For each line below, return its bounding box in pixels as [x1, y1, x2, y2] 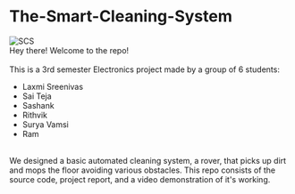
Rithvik [21, 109, 47, 120]
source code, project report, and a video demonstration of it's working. [9, 174, 271, 184]
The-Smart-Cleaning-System [9, 6, 232, 27]
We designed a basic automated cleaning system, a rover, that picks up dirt [9, 155, 287, 166]
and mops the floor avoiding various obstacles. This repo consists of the [9, 165, 276, 175]
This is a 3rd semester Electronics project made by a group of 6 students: [9, 64, 280, 75]
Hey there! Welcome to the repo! [9, 44, 130, 55]
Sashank [21, 100, 55, 110]
